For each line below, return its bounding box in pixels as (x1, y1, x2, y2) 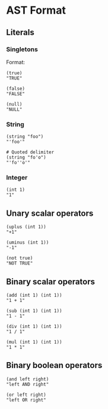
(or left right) (6, 392, 46, 398)
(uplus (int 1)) (6, 224, 46, 230)
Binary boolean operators (6, 360, 103, 370)
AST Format (6, 4, 66, 17)
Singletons (6, 45, 39, 54)
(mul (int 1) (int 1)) (6, 339, 62, 345)
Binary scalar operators (6, 276, 96, 287)
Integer (6, 174, 28, 182)
